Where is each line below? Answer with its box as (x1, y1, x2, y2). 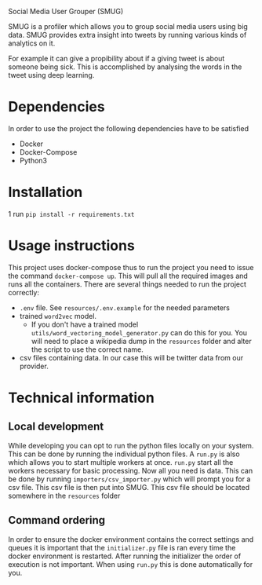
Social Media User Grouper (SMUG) (8, 7, 124, 16)
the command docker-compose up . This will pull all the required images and (8, 271, 249, 280)
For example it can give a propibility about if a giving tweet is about (8, 54, 225, 63)
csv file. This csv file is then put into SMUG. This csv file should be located (8, 482, 249, 492)
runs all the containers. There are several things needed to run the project (8, 279, 247, 289)
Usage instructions (8, 237, 135, 254)
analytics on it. (8, 38, 56, 48)
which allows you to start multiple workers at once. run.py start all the (8, 457, 234, 466)
